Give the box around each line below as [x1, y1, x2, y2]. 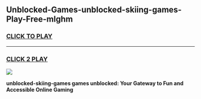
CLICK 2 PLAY [6, 55, 48, 63]
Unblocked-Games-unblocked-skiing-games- [6, 5, 182, 15]
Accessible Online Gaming [6, 86, 74, 93]
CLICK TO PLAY [6, 32, 53, 41]
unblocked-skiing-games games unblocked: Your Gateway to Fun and [6, 79, 184, 86]
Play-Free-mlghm [6, 14, 73, 25]
